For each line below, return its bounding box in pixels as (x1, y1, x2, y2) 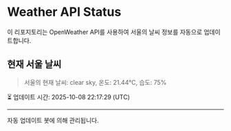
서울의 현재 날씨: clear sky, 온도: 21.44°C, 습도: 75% (23, 78, 167, 86)
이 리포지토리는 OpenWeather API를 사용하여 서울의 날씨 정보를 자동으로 (7, 28, 203, 36)
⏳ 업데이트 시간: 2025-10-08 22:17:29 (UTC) (7, 92, 131, 101)
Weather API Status (7, 4, 122, 20)
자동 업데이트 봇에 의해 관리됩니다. (7, 116, 99, 124)
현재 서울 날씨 (7, 59, 62, 70)
